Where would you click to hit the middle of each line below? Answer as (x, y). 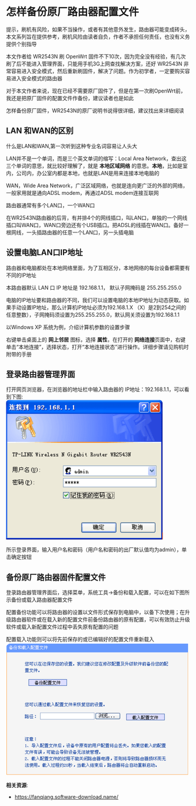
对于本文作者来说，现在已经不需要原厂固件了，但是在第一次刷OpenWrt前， (96, 91)
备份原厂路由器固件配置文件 (56, 577)
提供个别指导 (21, 44)
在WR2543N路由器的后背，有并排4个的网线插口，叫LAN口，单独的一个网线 (97, 218)
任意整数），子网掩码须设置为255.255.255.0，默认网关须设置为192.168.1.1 (93, 314)
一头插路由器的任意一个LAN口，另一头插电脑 (80, 232)
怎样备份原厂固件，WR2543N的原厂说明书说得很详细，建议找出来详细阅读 (95, 110)
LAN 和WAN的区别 (40, 131)
